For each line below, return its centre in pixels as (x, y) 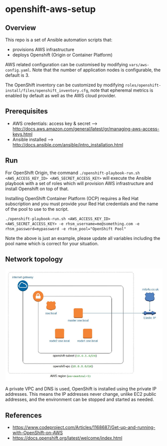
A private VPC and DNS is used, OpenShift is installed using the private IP (81, 389)
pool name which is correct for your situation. (52, 243)
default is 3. (17, 75)
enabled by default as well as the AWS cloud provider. (61, 96)
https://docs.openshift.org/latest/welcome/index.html (67, 438)
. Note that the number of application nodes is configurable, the (95, 70)
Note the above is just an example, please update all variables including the (83, 238)
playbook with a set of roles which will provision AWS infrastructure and (79, 183)
